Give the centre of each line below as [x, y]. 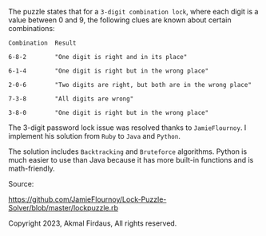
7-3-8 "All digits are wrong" [71, 99]
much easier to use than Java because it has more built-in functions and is [131, 160]
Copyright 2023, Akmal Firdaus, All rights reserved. [93, 223]
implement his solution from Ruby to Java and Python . [95, 136]
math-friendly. [32, 168]
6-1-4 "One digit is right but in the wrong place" [109, 71]
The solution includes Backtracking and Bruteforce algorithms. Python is [128, 151]
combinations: [32, 28]
